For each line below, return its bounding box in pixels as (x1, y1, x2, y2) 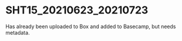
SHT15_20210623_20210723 (5, 4, 149, 17)
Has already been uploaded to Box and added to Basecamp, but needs (5, 23, 176, 30)
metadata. (5, 29, 30, 36)
